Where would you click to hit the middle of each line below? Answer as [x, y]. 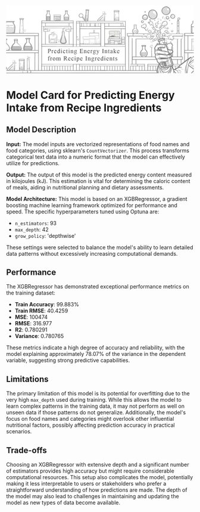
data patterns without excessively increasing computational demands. [92, 253]
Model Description [41, 130]
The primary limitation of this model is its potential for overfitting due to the [98, 393]
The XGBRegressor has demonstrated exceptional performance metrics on [98, 287]
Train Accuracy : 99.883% [47, 305]
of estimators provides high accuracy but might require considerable [90, 471]
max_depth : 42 [32, 229]
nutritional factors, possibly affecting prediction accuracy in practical [90, 425]
